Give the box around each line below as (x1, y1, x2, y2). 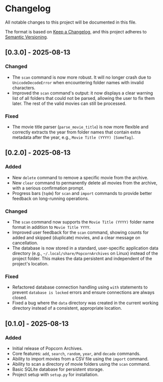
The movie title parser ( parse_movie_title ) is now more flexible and (12, 124, 148, 129)
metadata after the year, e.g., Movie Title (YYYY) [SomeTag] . (12, 134, 135, 140)
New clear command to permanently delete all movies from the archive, (12, 180, 158, 186)
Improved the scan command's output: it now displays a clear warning (12, 90, 153, 96)
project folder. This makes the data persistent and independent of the (12, 255, 153, 261)
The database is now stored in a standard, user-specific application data (12, 245, 159, 251)
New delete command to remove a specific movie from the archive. (12, 174, 148, 180)
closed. (12, 295, 27, 301)
